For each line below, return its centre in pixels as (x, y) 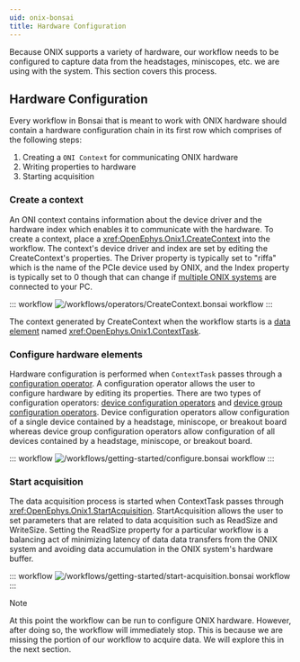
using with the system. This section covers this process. (113, 71)
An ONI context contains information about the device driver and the (136, 219)
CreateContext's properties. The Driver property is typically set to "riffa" (143, 258)
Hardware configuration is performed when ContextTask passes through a (146, 374)
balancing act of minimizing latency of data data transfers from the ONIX (144, 540)
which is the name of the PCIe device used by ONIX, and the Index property (150, 268)
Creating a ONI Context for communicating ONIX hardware (130, 158)
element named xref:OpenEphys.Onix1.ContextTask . (105, 331)
